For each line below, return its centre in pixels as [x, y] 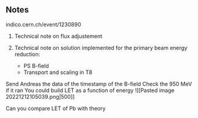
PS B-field [36, 66]
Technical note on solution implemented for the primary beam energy [101, 48]
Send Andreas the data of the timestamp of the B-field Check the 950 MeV [99, 84]
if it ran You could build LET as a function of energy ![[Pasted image [90, 90]
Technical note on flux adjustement [58, 36]
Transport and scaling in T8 [58, 72]
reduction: [27, 54]
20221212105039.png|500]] [40, 96]
